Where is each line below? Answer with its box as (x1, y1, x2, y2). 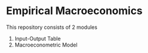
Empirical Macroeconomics (6, 4, 143, 18)
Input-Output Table (14, 35, 61, 42)
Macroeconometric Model (14, 41, 78, 48)
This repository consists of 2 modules (6, 24, 98, 31)
